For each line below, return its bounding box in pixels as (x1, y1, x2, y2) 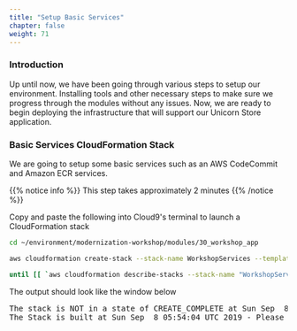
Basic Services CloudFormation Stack (9, 138, 175, 150)
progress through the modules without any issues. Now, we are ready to (9, 97, 271, 108)
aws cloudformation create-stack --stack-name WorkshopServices (9, 254, 251, 263)
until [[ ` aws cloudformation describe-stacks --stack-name (9, 270, 236, 279)
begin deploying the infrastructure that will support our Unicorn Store (9, 107, 262, 118)
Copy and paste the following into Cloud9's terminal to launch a (9, 212, 240, 222)
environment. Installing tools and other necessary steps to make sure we (9, 88, 274, 98)
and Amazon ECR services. (9, 167, 109, 178)
